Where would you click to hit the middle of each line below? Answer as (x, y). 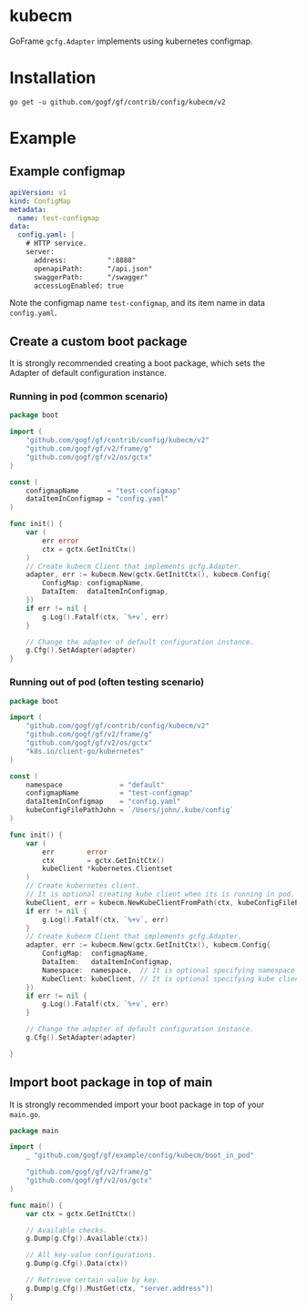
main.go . (25, 1114)
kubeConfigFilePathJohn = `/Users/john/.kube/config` (130, 810)
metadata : (28, 209)
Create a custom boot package (99, 341)
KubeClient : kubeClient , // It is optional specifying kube (158, 979)
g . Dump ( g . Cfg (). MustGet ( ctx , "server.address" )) (120, 1288)
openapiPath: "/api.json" (93, 269)
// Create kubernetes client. (83, 886)
